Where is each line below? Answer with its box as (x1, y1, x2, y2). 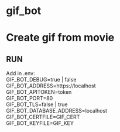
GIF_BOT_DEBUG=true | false (6, 76, 77, 83)
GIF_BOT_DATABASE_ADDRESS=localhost (6, 107, 107, 114)
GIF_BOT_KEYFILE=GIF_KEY (6, 120, 74, 127)
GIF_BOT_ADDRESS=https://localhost (6, 82, 96, 89)
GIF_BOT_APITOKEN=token (6, 89, 72, 96)
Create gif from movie (6, 31, 115, 45)
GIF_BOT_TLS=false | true (6, 101, 68, 108)
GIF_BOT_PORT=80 (6, 95, 53, 102)
